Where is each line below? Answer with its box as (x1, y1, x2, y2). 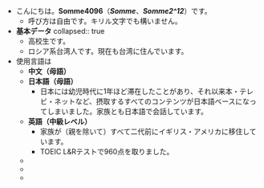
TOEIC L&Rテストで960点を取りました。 (39, 147, 174, 156)
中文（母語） (27, 67, 71, 76)
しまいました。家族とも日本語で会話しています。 (47, 107, 209, 116)
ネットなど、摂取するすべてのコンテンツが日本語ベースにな (54, 96, 250, 106)
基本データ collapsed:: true (15, 27, 105, 35)
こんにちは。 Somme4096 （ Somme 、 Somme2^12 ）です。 (15, 6, 212, 15)
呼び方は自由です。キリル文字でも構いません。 (27, 16, 182, 26)
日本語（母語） (27, 76, 78, 86)
